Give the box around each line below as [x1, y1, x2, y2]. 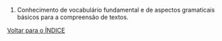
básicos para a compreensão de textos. [16, 13, 128, 21]
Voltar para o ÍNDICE [7, 27, 66, 34]
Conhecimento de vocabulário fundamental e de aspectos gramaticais [16, 6, 215, 14]
